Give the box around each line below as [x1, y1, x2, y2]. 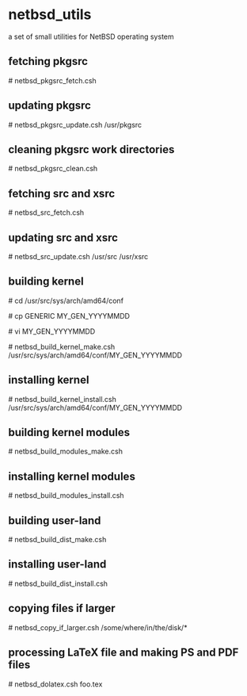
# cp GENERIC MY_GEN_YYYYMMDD [8, 311, 131, 320]
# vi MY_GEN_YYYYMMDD [8, 327, 96, 336]
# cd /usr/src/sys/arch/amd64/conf [8, 296, 124, 305]
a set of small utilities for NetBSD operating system [8, 32, 174, 41]
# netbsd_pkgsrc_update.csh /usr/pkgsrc [8, 120, 142, 129]
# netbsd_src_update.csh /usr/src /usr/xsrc [8, 252, 149, 261]
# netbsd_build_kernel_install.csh [8, 394, 117, 403]
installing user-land [8, 557, 107, 572]
